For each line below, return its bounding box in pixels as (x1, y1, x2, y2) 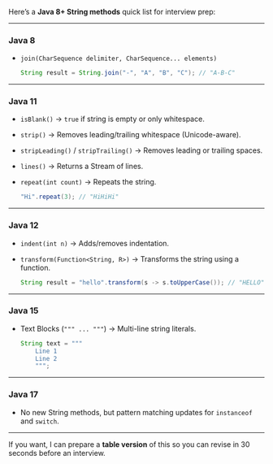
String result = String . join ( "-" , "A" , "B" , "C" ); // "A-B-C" (19, 69, 236, 77)
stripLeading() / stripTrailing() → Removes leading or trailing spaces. (19, 145, 263, 155)
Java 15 (8, 305, 39, 316)
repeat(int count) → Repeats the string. (19, 177, 157, 187)
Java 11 (8, 96, 37, 107)
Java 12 (8, 219, 39, 231)
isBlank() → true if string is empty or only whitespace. (19, 114, 205, 124)
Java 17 (8, 389, 39, 401)
